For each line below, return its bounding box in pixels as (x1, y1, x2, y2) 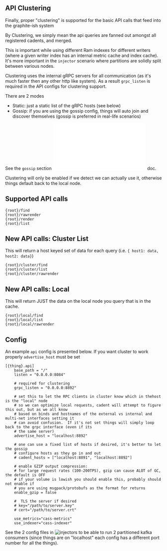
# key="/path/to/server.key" (14, 503, 75, 508)
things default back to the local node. (5, 180, 82, 186)
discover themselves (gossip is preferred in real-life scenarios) (12, 113, 141, 119)
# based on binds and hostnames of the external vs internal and (14, 411, 153, 417)
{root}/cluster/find (5, 263, 48, 268)
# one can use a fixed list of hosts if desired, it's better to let (14, 442, 162, 447)
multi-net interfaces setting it (5, 416, 75, 421)
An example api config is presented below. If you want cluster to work (5, 349, 149, 355)
